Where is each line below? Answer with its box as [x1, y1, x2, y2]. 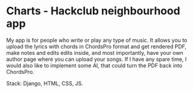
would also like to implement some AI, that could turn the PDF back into [6, 61, 183, 69]
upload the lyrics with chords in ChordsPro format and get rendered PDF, [6, 43, 187, 50]
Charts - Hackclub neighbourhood [6, 4, 180, 18]
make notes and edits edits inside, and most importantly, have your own [6, 49, 184, 56]
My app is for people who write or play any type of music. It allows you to [6, 36, 188, 44]
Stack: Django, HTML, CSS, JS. [6, 79, 83, 87]
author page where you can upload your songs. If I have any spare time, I [6, 55, 187, 63]
